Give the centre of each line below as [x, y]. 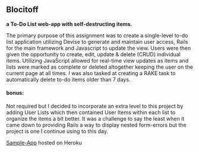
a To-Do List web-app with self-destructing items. [69, 24]
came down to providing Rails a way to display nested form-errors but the [96, 125]
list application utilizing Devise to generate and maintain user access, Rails [97, 41]
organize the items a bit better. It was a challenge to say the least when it [95, 119]
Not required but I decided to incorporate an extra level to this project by [95, 106]
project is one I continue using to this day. [57, 131]
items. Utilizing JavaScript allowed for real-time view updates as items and [97, 60]
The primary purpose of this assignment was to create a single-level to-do [97, 35]
